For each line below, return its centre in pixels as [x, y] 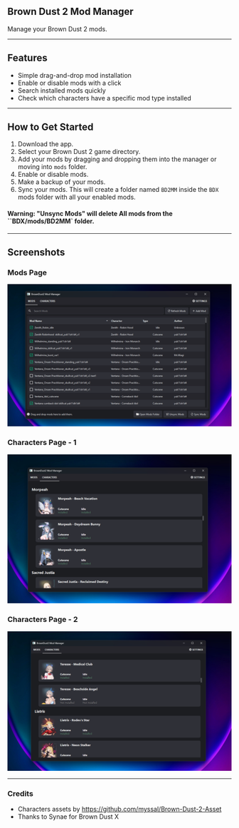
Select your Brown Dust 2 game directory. [79, 152]
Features [27, 58]
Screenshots [36, 252]
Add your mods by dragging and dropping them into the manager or [117, 159]
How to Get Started [51, 127]
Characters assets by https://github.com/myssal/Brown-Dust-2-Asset [119, 809]
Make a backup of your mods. [62, 182]
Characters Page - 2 [43, 620]
